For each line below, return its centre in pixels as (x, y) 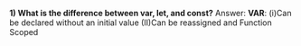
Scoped (24, 32)
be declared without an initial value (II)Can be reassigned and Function (141, 23)
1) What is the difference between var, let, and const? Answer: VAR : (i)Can (150, 13)
